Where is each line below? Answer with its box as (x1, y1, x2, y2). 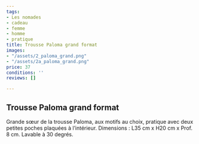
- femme (6, 25, 26, 32)
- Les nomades (6, 14, 42, 20)
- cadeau (6, 20, 28, 26)
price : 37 (6, 64, 31, 70)
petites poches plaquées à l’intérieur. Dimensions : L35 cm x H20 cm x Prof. (6, 124, 193, 132)
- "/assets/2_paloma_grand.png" (6, 53, 87, 59)
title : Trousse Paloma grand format (6, 42, 97, 48)
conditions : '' (6, 70, 44, 76)
